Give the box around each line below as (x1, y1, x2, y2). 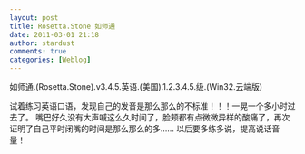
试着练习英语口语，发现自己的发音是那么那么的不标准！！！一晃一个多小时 (9, 101, 288, 111)
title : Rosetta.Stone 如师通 (9, 22, 116, 31)
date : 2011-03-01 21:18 (9, 30, 100, 39)
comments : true (9, 47, 67, 56)
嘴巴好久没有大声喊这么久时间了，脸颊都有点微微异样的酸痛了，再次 (34, 112, 290, 122)
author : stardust (9, 38, 75, 48)
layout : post (9, 13, 59, 23)
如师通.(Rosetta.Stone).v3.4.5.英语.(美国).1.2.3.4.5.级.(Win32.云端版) (9, 82, 263, 91)
